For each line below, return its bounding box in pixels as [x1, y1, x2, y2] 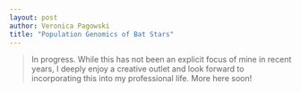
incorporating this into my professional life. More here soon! [30, 73, 253, 84]
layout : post [9, 13, 58, 22]
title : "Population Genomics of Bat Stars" [9, 29, 175, 38]
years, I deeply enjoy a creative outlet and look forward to [30, 63, 245, 74]
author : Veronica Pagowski [9, 21, 110, 30]
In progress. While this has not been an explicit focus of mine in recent [30, 54, 292, 65]
